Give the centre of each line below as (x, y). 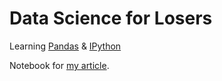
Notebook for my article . (59, 65)
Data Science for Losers (111, 18)
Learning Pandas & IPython (65, 46)
